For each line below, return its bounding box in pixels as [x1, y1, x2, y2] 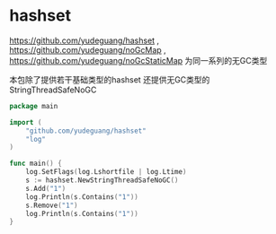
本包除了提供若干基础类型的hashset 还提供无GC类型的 [9, 74, 210, 85]
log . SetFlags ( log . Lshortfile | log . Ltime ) [25, 168, 187, 177]
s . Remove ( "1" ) [25, 201, 78, 210]
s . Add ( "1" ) [25, 184, 67, 193]
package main [9, 101, 58, 110]
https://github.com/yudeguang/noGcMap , [9, 44, 166, 55]
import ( [9, 117, 42, 126]
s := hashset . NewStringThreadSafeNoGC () [25, 176, 179, 185]
